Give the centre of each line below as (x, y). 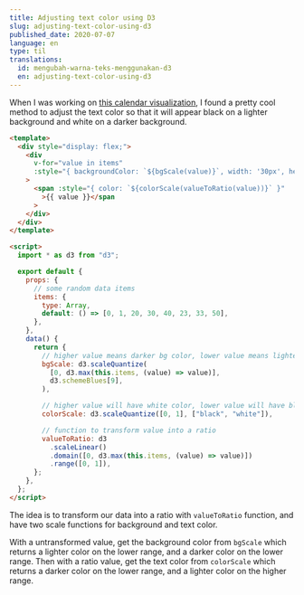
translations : (36, 60)
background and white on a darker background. (98, 121)
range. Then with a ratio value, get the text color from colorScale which (142, 561)
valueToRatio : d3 (74, 439)
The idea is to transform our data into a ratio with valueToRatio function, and (152, 515)
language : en (34, 43)
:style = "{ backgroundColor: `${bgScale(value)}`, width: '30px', (159, 172)
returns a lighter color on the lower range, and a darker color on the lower (146, 552)
